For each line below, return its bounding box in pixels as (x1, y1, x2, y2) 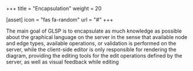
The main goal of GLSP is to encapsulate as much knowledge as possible (6, 27, 182, 34)
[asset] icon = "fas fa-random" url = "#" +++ (6, 16, 114, 23)
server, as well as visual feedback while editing (6, 58, 120, 65)
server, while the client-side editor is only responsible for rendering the (6, 46, 177, 53)
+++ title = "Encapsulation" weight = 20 (6, 5, 102, 12)
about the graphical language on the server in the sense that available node (6, 34, 188, 40)
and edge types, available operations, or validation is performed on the (6, 40, 177, 47)
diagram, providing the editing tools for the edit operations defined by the (6, 52, 183, 59)
